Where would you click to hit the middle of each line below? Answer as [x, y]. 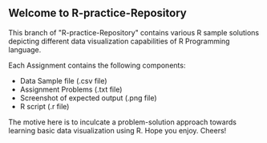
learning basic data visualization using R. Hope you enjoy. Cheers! [117, 130]
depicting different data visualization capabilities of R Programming [119, 41]
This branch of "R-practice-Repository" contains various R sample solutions [133, 32]
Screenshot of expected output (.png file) [89, 98]
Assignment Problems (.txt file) [71, 89]
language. [25, 49]
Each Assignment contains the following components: [97, 65]
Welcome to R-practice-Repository [97, 13]
